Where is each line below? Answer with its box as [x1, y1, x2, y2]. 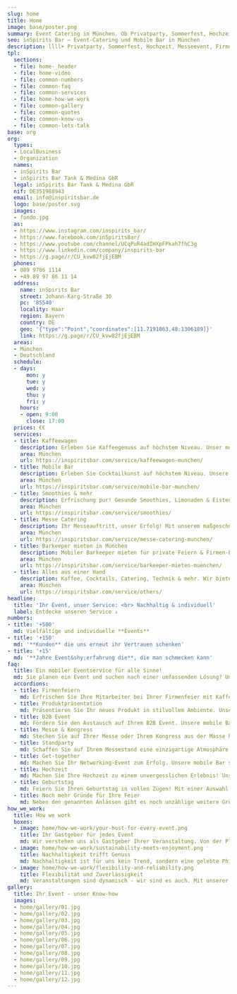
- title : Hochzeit [13, 766, 68, 773]
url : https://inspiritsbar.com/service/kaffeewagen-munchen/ [20, 457, 203, 464]
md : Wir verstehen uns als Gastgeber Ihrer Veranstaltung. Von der [20, 838, 222, 845]
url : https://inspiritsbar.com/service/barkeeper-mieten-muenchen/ [20, 562, 222, 569]
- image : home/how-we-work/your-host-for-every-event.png [13, 824, 188, 832]
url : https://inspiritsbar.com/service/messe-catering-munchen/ [20, 536, 213, 543]
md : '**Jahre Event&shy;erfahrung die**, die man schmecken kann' [13, 654, 213, 661]
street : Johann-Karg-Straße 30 [20, 292, 112, 300]
